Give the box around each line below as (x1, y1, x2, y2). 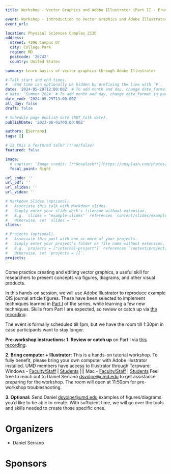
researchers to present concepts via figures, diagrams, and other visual (5, 274, 155, 281)
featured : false (5, 148, 40, 153)
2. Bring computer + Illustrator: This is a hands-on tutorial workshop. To (5, 352, 158, 358)
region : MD (10, 49, 33, 54)
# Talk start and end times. (5, 77, 67, 82)
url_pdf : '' (5, 180, 31, 185)
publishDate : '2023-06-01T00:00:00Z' (5, 120, 85, 125)
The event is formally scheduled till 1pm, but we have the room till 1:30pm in (5, 321, 164, 327)
